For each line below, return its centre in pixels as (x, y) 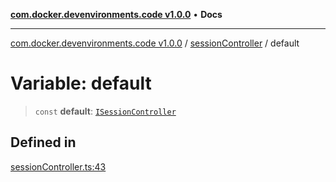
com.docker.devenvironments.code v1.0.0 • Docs (116, 14)
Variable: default (81, 83)
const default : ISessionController (105, 111)
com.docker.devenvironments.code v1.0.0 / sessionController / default (155, 43)
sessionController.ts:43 (58, 166)
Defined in (43, 142)
